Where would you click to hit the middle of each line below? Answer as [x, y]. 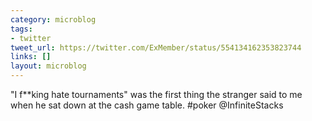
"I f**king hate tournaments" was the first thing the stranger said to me [156, 94]
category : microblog [53, 19]
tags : [21, 29]
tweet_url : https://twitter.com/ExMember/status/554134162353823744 [156, 47]
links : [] [31, 57]
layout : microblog [48, 66]
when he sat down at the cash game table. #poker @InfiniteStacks [147, 105]
